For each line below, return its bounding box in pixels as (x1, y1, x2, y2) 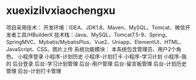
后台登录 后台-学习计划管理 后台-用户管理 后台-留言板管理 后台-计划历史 (12, 60, 187, 67)
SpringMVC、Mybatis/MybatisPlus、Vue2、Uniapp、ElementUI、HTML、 (6, 38, 184, 45)
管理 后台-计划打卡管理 (6, 67, 61, 74)
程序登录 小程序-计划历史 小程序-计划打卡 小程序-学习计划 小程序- (22, 53, 182, 60)
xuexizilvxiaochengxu (6, 4, 116, 17)
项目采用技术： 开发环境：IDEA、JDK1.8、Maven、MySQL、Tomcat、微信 (6, 24, 185, 31)
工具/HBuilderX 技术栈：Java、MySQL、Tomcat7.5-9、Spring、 (16, 31, 171, 38)
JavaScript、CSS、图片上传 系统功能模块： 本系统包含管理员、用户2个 (6, 45, 177, 53)
